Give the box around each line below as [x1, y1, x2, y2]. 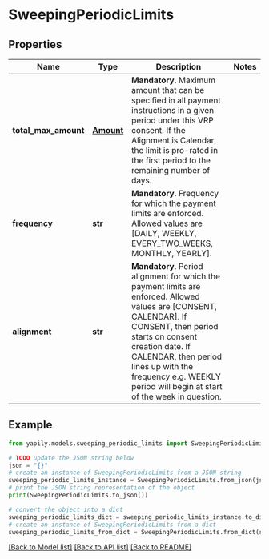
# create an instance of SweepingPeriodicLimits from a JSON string [8, 469, 242, 477]
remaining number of [130, 165, 211, 175]
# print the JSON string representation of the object [8, 484, 195, 492]
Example [8, 418, 53, 432]
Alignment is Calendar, [130, 135, 217, 146]
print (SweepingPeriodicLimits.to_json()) [8, 491, 149, 500]
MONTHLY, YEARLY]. [130, 248, 212, 259]
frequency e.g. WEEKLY [130, 371, 222, 382]
